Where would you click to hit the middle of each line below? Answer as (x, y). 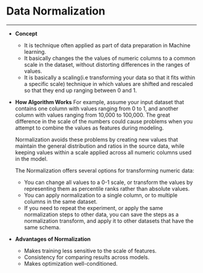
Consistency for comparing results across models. (87, 257)
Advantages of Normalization (53, 239)
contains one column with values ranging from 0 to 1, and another (97, 108)
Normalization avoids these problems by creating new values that (96, 139)
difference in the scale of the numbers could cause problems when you (104, 121)
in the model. (31, 159)
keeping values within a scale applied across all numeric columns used (103, 152)
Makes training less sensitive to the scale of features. (90, 251)
